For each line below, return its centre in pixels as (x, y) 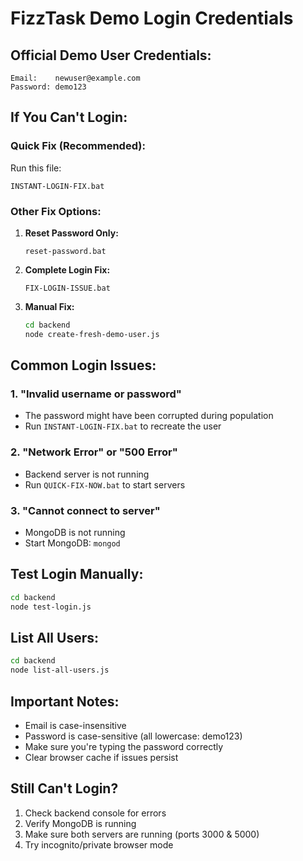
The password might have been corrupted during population (149, 416)
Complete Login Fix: (67, 269)
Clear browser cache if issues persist (101, 757)
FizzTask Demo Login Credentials (152, 18)
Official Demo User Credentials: (111, 55)
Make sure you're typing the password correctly (124, 746)
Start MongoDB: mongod (72, 543)
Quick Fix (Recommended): (78, 146)
